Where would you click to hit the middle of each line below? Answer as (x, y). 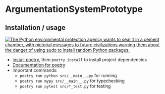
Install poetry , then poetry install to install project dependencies (80, 60)
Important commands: (35, 70)
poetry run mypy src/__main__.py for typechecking (72, 81)
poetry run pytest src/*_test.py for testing (65, 86)
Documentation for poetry (39, 65)
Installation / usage (35, 28)
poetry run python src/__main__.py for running (68, 75)
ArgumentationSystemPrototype (74, 9)
